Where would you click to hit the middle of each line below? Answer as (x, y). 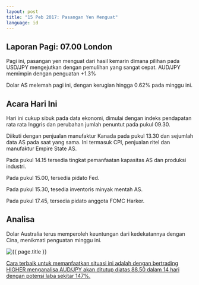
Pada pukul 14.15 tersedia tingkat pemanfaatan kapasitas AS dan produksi (96, 160)
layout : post (22, 12)
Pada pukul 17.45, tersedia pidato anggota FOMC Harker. (75, 201)
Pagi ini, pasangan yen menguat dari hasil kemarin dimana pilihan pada (93, 61)
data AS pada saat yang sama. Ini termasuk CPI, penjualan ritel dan (88, 142)
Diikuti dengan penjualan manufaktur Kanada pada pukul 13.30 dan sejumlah (100, 136)
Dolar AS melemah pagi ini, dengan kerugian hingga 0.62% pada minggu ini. (99, 85)
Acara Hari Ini (32, 104)
